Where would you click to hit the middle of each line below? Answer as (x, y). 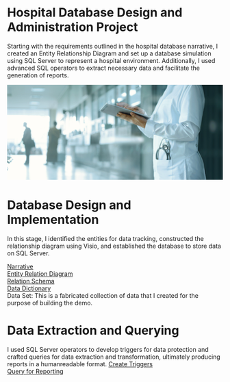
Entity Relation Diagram (40, 273)
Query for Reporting (35, 371)
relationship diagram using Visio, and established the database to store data (114, 246)
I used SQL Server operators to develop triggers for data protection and (108, 349)
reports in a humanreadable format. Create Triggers (80, 364)
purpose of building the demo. (50, 303)
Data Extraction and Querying (93, 331)
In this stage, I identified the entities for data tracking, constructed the (105, 238)
